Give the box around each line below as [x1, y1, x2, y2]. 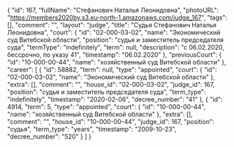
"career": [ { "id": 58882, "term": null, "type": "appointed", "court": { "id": [7, 66, 217, 73]
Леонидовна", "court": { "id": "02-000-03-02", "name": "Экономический [7, 28, 221, 36]
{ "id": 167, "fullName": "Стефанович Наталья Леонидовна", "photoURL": [7, 6, 219, 14]
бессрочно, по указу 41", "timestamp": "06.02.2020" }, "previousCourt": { [7, 50, 222, 59]
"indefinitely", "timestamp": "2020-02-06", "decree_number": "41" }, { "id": [7, 95, 223, 104]
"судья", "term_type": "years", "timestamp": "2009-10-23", [7, 125, 177, 133]
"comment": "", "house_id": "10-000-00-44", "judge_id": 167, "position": [7, 118, 214, 125]
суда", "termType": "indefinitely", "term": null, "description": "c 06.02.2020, [7, 43, 225, 51]
